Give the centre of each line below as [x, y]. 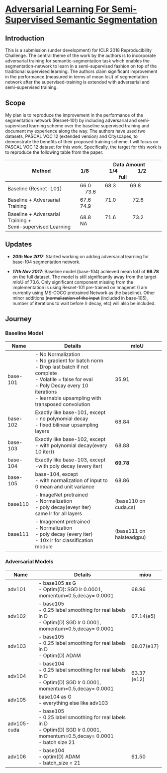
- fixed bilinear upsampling [67, 425]
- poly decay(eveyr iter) [63, 507]
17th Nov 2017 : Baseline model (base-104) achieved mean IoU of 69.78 [85, 271]
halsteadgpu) [131, 537]
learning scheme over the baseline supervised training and [89, 125]
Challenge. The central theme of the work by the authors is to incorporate [81, 55]
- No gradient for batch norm [69, 361]
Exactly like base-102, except [70, 439]
